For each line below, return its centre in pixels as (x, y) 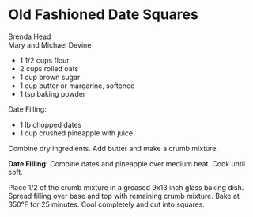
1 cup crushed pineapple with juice (76, 133)
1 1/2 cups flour (44, 60)
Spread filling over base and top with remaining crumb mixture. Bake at (124, 196)
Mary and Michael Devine (50, 44)
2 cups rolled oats (49, 68)
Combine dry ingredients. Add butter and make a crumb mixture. (113, 148)
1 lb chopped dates (51, 124)
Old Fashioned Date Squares (104, 15)
